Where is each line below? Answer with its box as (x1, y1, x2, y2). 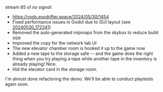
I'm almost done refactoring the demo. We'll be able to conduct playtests (5, 76, 153, 82)
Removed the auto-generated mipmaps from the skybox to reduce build (12, 30, 159, 35)
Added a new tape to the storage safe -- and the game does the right (12, 50, 153, 56)
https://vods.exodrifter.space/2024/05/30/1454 (12, 14, 109, 19)
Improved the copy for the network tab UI (12, 40, 97, 46)
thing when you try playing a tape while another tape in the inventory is (12, 56, 157, 61)
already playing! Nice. (12, 61, 57, 67)
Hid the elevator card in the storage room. (12, 66, 98, 72)
